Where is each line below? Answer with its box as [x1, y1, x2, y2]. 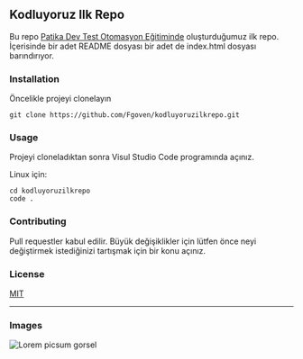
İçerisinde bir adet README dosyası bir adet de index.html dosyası [9, 40, 257, 51]
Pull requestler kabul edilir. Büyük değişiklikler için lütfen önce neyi [9, 236, 257, 247]
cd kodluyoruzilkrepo [9, 186, 91, 196]
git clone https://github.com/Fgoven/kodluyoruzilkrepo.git [9, 111, 241, 120]
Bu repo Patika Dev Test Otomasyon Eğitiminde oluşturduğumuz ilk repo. [9, 31, 280, 41]
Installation [9, 72, 60, 85]
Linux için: [9, 169, 48, 180]
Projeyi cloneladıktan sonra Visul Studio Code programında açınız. [9, 152, 254, 163]
